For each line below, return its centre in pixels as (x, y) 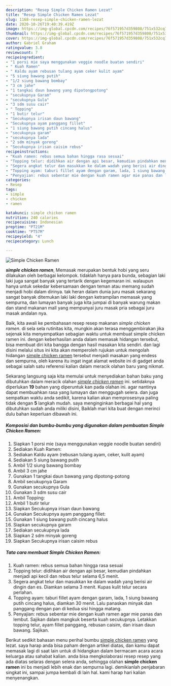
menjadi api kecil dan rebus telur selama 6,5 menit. (66, 576)
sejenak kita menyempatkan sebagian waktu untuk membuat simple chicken (85, 334)
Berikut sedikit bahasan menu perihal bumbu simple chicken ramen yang (82, 640)
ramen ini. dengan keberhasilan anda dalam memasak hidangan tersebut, (82, 339)
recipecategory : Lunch (30, 241)
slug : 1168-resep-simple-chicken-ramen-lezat (55, 19)
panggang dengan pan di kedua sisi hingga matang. (67, 608)
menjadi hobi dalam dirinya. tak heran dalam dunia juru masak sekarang (81, 291)
